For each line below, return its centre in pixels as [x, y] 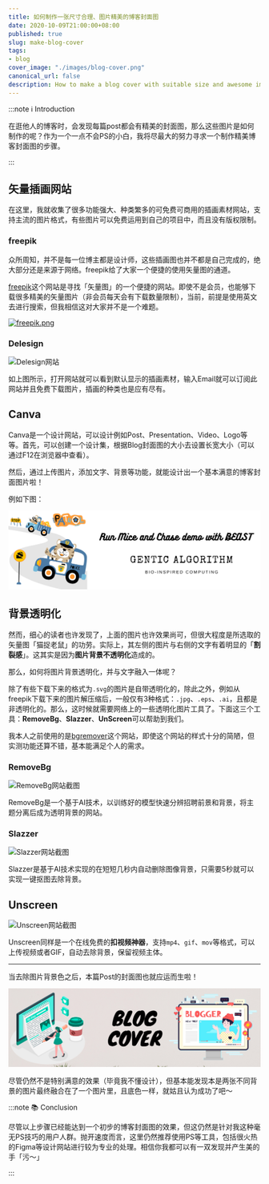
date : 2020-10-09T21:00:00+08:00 [64, 25]
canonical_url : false [44, 76]
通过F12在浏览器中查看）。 [51, 455]
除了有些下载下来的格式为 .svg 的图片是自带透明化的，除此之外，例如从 [124, 688]
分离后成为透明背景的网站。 [60, 812]
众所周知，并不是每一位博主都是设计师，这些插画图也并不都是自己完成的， [131, 260]
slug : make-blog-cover [46, 42]
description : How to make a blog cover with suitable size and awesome [130, 84]
